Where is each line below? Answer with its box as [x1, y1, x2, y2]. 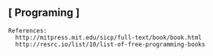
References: [8, 26, 47, 34]
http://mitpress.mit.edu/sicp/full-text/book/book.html [15, 33, 202, 41]
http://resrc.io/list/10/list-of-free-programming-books [15, 40, 206, 48]
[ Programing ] [8, 6, 80, 19]
